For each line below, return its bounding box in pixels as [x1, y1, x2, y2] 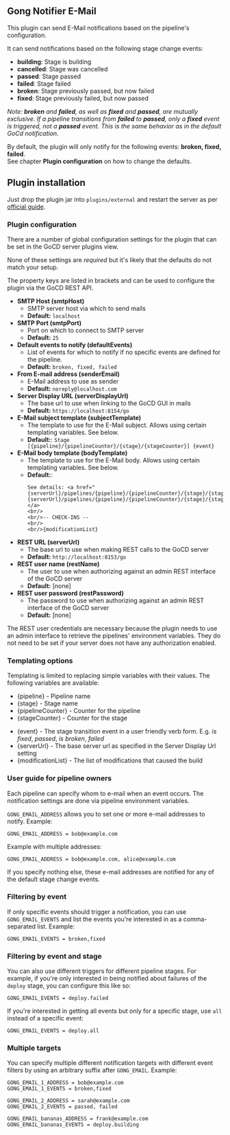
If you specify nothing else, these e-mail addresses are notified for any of [7, 867, 214, 876]
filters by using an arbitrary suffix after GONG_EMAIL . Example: [7, 1066, 177, 1075]
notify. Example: [7, 817, 53, 826]
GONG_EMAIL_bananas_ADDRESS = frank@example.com [7, 1115, 149, 1123]
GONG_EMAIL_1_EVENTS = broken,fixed [7, 1086, 112, 1092]
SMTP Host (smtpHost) [16, 296, 85, 305]
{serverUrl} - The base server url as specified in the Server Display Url [16, 742, 216, 750]
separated [7, 922, 36, 931]
